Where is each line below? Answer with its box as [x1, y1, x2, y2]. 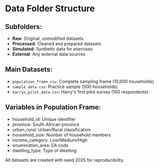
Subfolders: [5, 23, 42, 31]
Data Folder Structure [5, 3, 95, 14]
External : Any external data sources [12, 51, 86, 57]
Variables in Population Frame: [5, 103, 101, 112]
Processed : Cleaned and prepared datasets [12, 41, 101, 47]
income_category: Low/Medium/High [12, 137, 88, 143]
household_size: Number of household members [12, 132, 111, 138]
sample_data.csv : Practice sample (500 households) [12, 84, 118, 89]
